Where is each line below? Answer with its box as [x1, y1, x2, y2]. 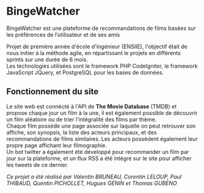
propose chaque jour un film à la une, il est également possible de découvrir [6, 109, 198, 117]
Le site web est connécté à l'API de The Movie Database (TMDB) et [6, 103, 177, 110]
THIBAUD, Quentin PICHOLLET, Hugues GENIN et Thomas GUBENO [6, 179, 177, 187]
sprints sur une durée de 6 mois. [6, 56, 89, 63]
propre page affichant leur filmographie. [6, 142, 107, 149]
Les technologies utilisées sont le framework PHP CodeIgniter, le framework [6, 62, 198, 70]
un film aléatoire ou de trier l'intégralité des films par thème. [6, 115, 157, 123]
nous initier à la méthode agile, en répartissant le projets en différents [6, 49, 181, 56]
